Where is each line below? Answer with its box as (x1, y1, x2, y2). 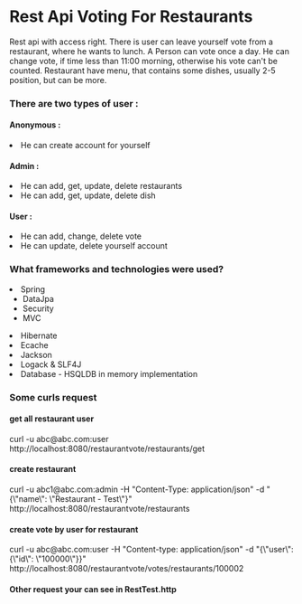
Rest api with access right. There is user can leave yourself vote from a (9, 36, 273, 47)
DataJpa (22, 293, 54, 304)
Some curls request (9, 391, 97, 403)
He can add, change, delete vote (21, 231, 142, 241)
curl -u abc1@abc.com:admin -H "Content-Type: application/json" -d (9, 484, 265, 495)
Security (22, 303, 54, 314)
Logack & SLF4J (21, 359, 82, 370)
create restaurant (9, 464, 77, 475)
